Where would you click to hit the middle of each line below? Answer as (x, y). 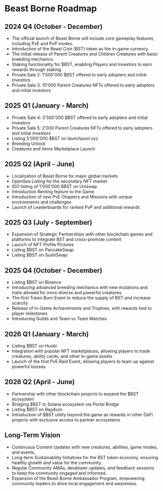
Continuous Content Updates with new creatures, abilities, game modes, (85, 447)
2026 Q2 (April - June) (40, 382)
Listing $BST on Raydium (37, 409)
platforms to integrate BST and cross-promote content (67, 239)
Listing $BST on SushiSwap (40, 255)
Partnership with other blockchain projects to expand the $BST (75, 394)
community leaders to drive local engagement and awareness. (75, 483)
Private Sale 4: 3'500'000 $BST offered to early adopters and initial (80, 117)
